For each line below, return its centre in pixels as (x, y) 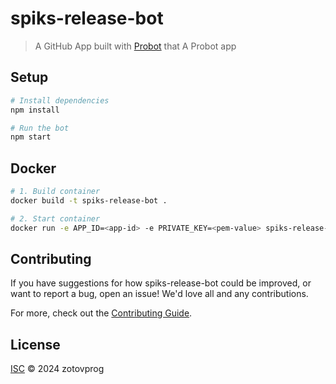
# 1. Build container (55, 192)
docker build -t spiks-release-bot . (89, 200)
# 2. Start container (55, 218)
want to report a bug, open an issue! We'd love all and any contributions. (159, 294)
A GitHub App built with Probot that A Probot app (135, 46)
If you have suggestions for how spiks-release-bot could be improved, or (161, 283)
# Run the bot (40, 128)
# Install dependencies (60, 100)
